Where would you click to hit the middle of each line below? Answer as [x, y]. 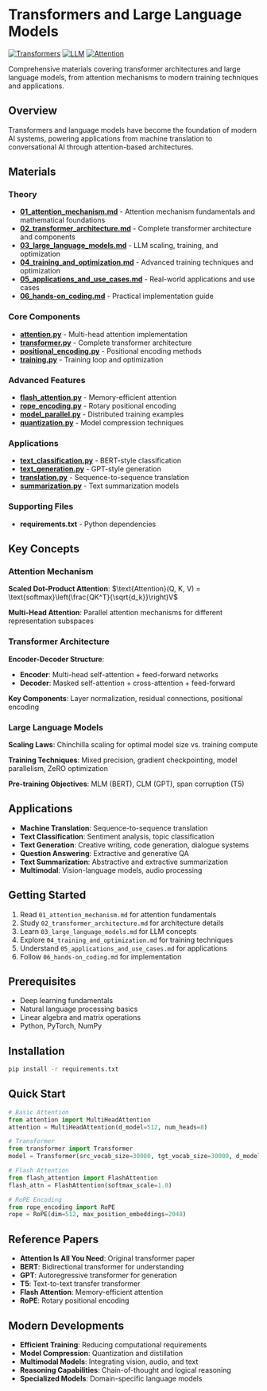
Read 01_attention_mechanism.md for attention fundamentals [118, 914]
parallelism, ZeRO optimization [58, 768]
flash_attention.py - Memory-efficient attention [98, 397]
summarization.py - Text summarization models [99, 486]
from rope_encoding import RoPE [62, 1207]
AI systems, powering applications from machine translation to [110, 138]
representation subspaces [51, 621]
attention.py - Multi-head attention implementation [104, 334]
